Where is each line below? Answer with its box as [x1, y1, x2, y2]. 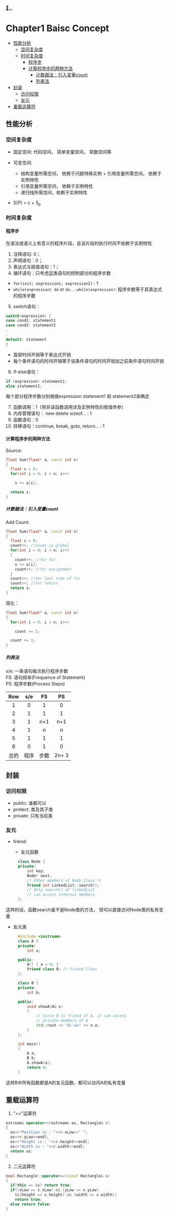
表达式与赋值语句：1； [13, 264, 60, 270]
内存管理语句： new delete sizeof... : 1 [13, 410, 92, 416]
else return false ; [10, 1201, 52, 1207]
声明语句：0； [13, 257, 43, 264]
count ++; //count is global [10, 543, 70, 548]
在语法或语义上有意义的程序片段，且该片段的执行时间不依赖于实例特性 [6, 240, 152, 246]
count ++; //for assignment [15, 567, 72, 572]
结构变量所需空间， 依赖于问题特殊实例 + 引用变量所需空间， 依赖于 [20, 170, 162, 176]
